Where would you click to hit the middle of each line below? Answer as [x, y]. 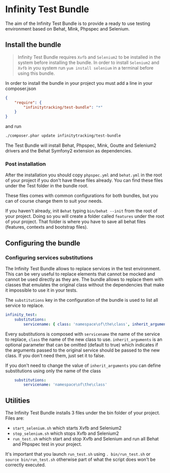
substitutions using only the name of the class [53, 371]
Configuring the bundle [43, 243]
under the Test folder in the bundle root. [47, 186]
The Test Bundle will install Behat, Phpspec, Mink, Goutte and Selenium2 [81, 145]
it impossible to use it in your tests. [41, 290]
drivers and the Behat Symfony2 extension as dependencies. [69, 151]
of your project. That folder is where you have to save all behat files [75, 222]
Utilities [18, 401]
